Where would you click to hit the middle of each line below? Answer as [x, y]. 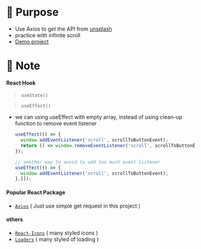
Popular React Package [36, 192]
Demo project [32, 41]
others [15, 220]
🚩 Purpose [32, 12]
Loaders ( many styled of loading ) [57, 239]
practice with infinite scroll [48, 35]
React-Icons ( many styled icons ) [56, 233]
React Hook [21, 83]
